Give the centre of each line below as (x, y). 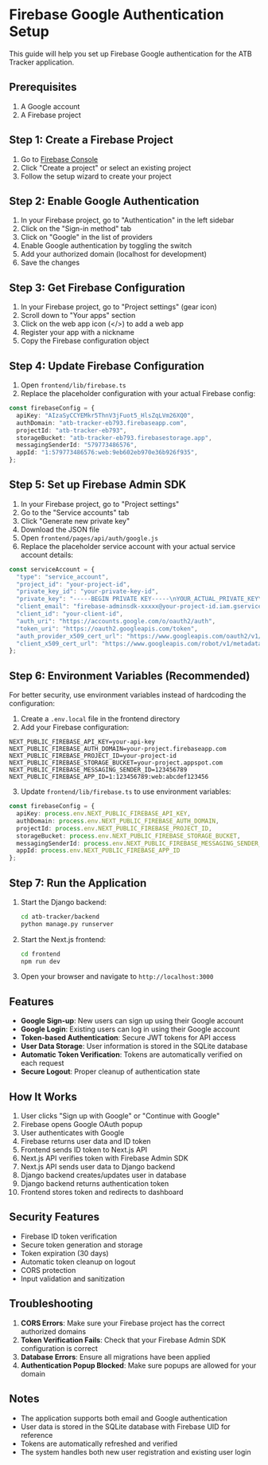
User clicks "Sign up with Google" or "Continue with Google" (120, 1116)
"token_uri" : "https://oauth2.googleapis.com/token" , (107, 628)
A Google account (50, 106)
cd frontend (40, 954)
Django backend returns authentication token (95, 1184)
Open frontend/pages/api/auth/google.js (89, 538)
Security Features (54, 1217)
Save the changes (50, 263)
